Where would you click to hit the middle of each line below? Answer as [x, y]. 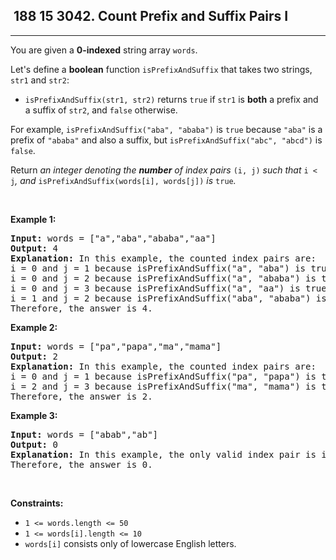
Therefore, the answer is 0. [81, 464]
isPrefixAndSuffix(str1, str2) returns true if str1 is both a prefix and [171, 99]
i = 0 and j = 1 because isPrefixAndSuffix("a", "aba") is [158, 268]
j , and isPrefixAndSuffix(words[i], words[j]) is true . [123, 180]
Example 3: [34, 415]
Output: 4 [34, 248]
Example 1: [33, 219]
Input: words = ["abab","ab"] [84, 434]
